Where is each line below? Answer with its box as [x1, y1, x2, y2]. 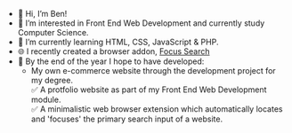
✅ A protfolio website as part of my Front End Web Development [30, 84, 267, 95]
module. [30, 94, 61, 105]
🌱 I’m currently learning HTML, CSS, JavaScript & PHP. [17, 36, 219, 47]
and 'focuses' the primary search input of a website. [30, 113, 223, 124]
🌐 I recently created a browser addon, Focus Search [17, 46, 211, 57]
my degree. [30, 75, 74, 85]
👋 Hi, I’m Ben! [17, 9, 68, 19]
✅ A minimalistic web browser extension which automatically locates [30, 104, 283, 114]
